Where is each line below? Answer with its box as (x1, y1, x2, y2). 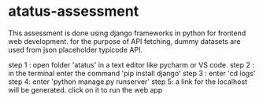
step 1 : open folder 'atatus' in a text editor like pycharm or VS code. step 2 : (8, 60, 254, 69)
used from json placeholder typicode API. (8, 45, 143, 54)
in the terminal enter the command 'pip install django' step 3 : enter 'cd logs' (8, 68, 256, 78)
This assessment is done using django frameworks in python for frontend (8, 28, 246, 38)
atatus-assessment (8, 2, 139, 20)
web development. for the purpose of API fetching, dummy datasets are (8, 36, 241, 46)
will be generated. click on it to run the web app (8, 85, 163, 94)
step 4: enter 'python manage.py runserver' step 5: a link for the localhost (8, 77, 248, 86)
